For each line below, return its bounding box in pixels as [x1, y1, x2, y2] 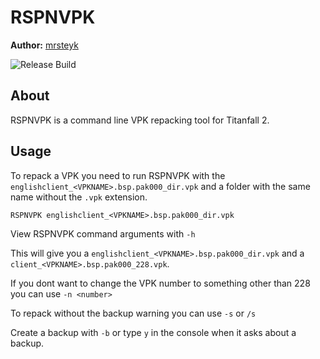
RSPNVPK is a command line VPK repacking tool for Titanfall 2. [10, 114, 270, 126]
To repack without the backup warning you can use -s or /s [10, 307, 257, 319]
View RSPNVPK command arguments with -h [10, 227, 196, 240]
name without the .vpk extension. [10, 191, 148, 203]
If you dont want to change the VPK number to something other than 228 [10, 277, 311, 289]
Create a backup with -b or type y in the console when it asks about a [10, 326, 297, 338]
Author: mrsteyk [10, 39, 79, 51]
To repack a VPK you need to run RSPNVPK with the [10, 169, 226, 181]
